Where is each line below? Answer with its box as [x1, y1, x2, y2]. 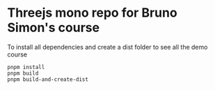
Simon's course [7, 20, 99, 36]
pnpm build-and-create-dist [7, 75, 89, 83]
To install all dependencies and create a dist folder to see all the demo [7, 43, 208, 51]
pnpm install [7, 63, 45, 70]
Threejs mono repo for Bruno [7, 5, 177, 21]
